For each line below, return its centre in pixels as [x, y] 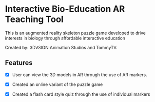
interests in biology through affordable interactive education [65, 38]
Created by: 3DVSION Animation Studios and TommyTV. [61, 47]
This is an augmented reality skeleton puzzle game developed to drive [76, 33]
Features [19, 63]
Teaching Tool [34, 19]
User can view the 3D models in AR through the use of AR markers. [79, 75]
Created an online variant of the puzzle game [58, 84]
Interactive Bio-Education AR [65, 9]
